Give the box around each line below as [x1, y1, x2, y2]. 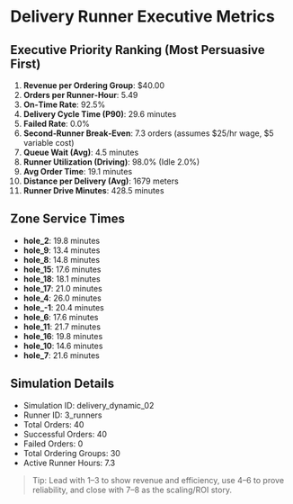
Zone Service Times [10, 211, 125, 227]
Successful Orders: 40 [22, 428, 107, 439]
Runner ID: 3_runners [22, 409, 102, 420]
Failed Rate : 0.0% [22, 119, 91, 129]
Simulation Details [10, 376, 115, 391]
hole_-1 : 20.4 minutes [22, 301, 104, 312]
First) [10, 56, 41, 71]
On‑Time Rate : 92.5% [22, 99, 106, 110]
